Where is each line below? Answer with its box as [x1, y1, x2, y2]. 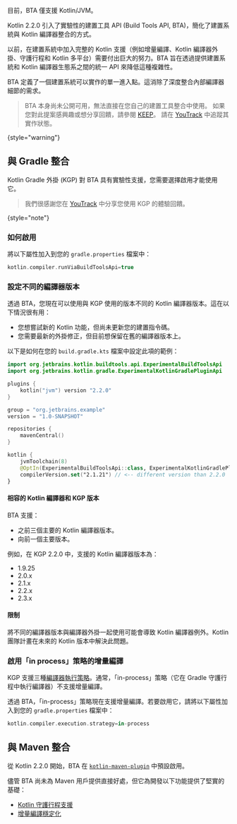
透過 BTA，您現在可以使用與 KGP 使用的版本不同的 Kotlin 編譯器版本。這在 [7, 299, 224, 308]
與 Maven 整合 [7, 741, 71, 753]
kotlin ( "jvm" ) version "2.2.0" [20, 387, 112, 394]
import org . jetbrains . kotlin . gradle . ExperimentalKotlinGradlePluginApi [7, 368, 222, 375]
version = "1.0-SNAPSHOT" [7, 412, 83, 420]
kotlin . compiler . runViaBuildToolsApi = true [7, 264, 134, 271]
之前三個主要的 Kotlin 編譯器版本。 [17, 525, 119, 535]
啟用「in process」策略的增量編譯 [7, 656, 123, 666]
